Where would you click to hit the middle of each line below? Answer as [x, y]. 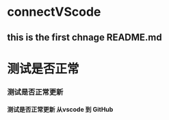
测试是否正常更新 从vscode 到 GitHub [60, 110]
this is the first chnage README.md [84, 37]
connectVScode [54, 12]
